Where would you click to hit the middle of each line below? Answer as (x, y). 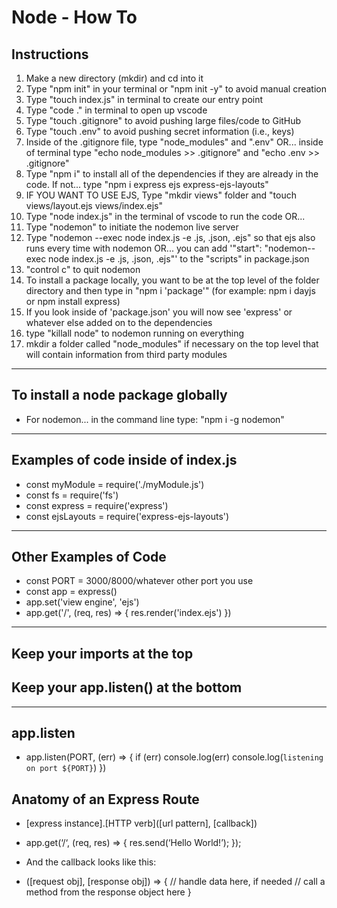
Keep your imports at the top (102, 653)
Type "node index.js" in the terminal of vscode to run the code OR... (165, 216)
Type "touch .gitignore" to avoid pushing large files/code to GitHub (163, 120)
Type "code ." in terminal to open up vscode (116, 110)
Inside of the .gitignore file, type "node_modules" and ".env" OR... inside (174, 142)
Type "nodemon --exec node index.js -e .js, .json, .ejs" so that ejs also (170, 237)
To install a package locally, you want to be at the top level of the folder (172, 280)
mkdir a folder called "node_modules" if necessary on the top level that (172, 344)
